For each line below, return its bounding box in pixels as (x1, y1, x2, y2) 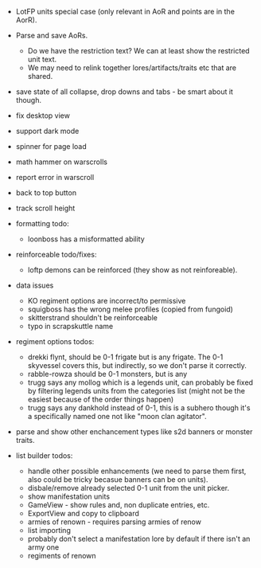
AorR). (15, 15, 37, 25)
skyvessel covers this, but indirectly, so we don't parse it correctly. (27, 361, 247, 370)
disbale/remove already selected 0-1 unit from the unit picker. (27, 484, 230, 492)
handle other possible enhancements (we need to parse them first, (27, 466, 247, 476)
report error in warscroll (15, 173, 95, 182)
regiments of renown (27, 551, 97, 560)
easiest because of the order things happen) (27, 394, 174, 404)
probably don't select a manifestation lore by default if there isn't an (27, 534, 251, 543)
